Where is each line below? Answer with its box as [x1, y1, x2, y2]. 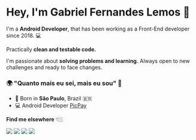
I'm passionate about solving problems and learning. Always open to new [6, 57, 190, 65]
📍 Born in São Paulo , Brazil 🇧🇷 [14, 95, 92, 102]
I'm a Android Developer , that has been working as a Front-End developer [6, 25, 190, 32]
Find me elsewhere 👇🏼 [6, 116, 64, 123]
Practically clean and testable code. [6, 45, 97, 53]
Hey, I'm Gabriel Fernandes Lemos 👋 [6, 5, 191, 19]
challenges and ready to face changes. [6, 63, 102, 71]
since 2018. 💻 [6, 32, 41, 39]
